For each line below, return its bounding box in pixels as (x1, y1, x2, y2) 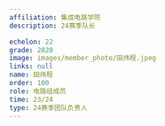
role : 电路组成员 (9, 86, 67, 96)
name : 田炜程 (9, 70, 53, 80)
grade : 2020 (9, 45, 53, 54)
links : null (9, 62, 53, 71)
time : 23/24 (9, 95, 53, 104)
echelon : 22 (9, 37, 53, 46)
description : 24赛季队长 (9, 21, 96, 30)
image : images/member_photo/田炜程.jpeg (9, 54, 157, 63)
